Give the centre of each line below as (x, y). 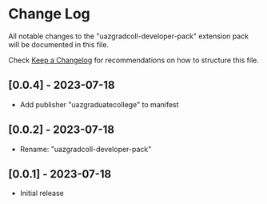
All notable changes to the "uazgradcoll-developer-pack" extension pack (129, 36)
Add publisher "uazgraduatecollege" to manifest (99, 104)
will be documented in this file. (59, 44)
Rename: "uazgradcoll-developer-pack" (86, 149)
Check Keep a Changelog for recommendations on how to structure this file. (134, 60)
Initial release (42, 194)
